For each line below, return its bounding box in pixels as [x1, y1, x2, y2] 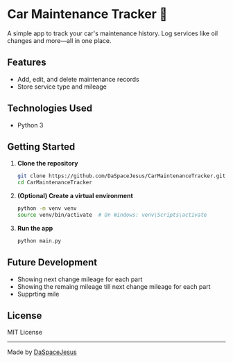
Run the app [17, 224, 53, 232]
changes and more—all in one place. [7, 36, 112, 44]
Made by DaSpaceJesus [7, 348, 78, 356]
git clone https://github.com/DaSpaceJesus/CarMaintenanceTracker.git [17, 172, 226, 179]
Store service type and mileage [17, 82, 107, 91]
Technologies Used [7, 103, 92, 114]
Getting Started [7, 141, 76, 152]
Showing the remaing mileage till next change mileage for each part [17, 282, 211, 290]
